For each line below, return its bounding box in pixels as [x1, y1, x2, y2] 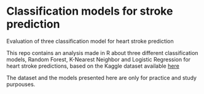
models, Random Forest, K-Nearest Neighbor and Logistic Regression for [6, 56, 191, 63]
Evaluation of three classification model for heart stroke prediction [6, 37, 174, 45]
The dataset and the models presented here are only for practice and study [6, 74, 197, 81]
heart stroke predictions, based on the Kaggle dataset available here [6, 62, 179, 70]
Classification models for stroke [6, 4, 173, 18]
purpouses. [6, 81, 36, 88]
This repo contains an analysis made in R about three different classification [6, 49, 198, 56]
